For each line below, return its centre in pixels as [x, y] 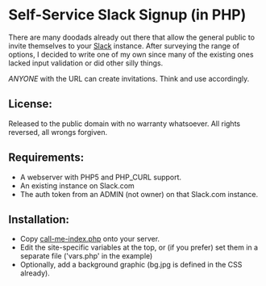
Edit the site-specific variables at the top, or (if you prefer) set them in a [139, 247]
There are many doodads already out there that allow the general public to [132, 37]
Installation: [39, 219]
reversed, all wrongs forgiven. [58, 132]
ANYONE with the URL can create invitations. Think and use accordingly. [129, 78]
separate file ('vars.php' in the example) [86, 256]
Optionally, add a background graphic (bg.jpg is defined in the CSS [131, 265]
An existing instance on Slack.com [77, 185]
